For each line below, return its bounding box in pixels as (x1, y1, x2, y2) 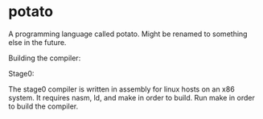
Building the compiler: (8, 53, 81, 63)
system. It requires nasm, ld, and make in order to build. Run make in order (8, 92, 255, 102)
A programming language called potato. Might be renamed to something (8, 29, 248, 39)
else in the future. (8, 37, 67, 47)
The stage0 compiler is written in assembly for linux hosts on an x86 (8, 84, 235, 94)
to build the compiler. (8, 101, 79, 111)
